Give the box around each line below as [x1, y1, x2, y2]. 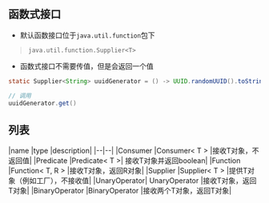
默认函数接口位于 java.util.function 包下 [19, 30, 155, 40]
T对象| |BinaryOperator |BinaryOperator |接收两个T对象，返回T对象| [8, 186, 232, 196]
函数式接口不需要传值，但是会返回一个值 [19, 61, 154, 70]
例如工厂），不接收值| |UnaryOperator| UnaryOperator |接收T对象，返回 [22, 176, 257, 185]
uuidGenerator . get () [8, 99, 78, 107]
